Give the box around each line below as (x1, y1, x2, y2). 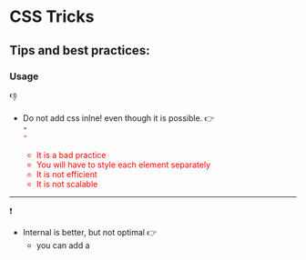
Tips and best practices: (9, 43, 150, 58)
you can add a (36, 239, 90, 251)
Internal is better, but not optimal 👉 (22, 226, 158, 237)
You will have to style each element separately (36, 159, 211, 170)
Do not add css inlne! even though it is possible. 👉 (22, 112, 215, 124)
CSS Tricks (9, 6, 95, 27)
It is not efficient (36, 168, 97, 179)
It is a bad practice (36, 149, 107, 160)
